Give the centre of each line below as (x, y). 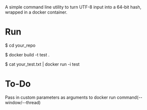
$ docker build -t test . (27, 55)
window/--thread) (23, 102)
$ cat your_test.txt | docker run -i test (42, 64)
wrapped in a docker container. (36, 12)
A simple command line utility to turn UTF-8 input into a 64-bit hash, (73, 7)
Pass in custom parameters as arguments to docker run (60, 97)
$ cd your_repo (20, 45)
